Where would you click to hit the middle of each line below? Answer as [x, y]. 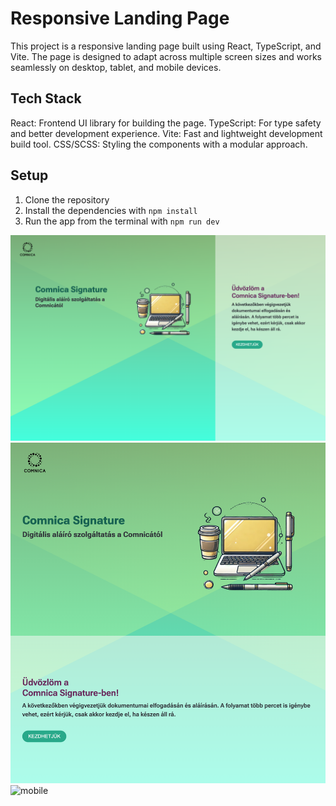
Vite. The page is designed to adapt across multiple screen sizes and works [166, 56]
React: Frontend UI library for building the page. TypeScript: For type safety [166, 123]
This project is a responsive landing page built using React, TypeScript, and [166, 46]
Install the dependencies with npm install [111, 210]
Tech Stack [46, 98]
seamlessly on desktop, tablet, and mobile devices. [116, 67]
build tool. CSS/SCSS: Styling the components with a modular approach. [159, 144]
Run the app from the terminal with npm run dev [122, 221]
